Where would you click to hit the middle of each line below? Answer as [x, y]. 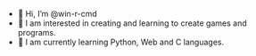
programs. [37, 32]
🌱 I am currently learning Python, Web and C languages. [121, 42]
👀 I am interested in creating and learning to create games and [132, 23]
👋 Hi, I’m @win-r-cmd [58, 14]
